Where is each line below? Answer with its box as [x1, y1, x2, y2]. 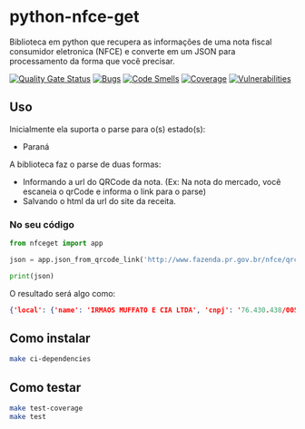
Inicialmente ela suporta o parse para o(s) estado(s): [9, 123, 206, 134]
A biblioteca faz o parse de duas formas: [9, 159, 162, 170]
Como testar [9, 379, 82, 395]
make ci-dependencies [9, 355, 92, 364]
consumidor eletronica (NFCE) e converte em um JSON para [9, 45, 236, 56]
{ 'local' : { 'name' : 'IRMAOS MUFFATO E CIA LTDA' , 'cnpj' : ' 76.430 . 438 [9, 306, 282, 315]
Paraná [22, 141, 50, 151]
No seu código [9, 218, 75, 230]
